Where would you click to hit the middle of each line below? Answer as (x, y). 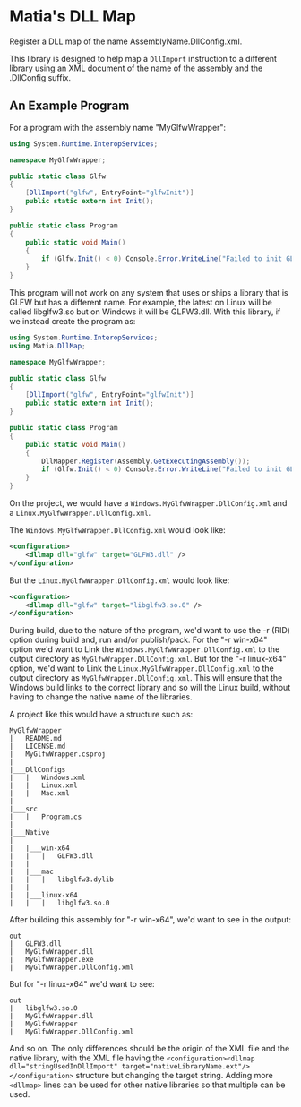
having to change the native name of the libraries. (101, 697)
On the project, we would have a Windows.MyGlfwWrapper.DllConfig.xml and (148, 503)
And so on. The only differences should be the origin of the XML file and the (150, 1049)
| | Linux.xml (43, 785)
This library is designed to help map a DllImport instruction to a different (143, 58)
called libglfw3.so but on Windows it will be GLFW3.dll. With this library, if (145, 312)
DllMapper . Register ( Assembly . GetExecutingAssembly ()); (146, 461)
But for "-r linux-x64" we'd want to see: (82, 984)
